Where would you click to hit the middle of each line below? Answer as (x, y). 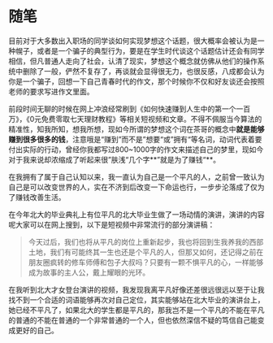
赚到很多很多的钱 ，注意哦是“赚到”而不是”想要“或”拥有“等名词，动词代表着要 (135, 139)
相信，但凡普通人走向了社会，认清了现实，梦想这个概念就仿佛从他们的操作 (133, 61)
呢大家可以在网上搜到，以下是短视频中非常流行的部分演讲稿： (112, 224)
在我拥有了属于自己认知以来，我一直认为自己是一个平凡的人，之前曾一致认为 (136, 176)
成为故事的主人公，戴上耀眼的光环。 (89, 272)
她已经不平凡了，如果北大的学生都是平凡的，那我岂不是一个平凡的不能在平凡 (136, 310)
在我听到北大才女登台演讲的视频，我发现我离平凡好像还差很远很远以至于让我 (136, 289)
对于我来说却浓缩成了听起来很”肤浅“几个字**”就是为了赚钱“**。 (115, 159)
